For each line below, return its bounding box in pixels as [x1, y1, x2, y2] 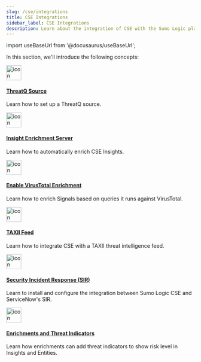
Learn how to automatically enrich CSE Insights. [6, 148, 124, 155]
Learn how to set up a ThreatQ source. [6, 101, 102, 108]
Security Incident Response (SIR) [6, 276, 90, 283]
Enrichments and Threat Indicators [6, 330, 95, 337]
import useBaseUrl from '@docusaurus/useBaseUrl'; [6, 42, 136, 49]
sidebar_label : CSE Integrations [6, 20, 90, 26]
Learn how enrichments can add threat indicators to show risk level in [6, 343, 178, 350]
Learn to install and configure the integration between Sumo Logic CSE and [6, 290, 192, 297]
